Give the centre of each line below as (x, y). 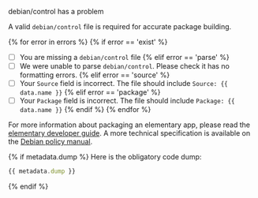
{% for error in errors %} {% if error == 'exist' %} (88, 42)
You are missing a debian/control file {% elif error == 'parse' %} (125, 57)
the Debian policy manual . (50, 142)
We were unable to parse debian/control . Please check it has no (125, 66)
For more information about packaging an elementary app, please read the (129, 125)
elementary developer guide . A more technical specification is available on (129, 133)
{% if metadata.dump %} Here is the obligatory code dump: (105, 157)
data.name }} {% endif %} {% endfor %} (85, 110)
